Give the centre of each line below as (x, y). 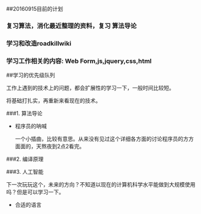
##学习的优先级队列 (31, 75)
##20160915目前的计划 (34, 9)
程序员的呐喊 (31, 126)
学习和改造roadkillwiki (39, 43)
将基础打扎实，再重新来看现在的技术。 (53, 101)
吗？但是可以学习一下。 (35, 192)
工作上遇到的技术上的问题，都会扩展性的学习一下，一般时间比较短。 (90, 88)
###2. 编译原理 (25, 159)
